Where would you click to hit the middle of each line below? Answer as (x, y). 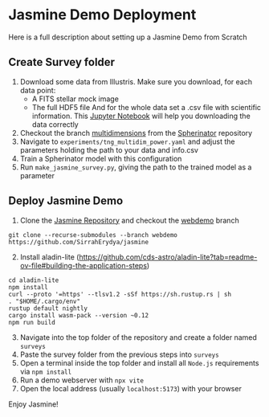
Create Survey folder (61, 62)
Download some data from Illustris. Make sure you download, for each (136, 81)
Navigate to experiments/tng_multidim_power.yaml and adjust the (127, 141)
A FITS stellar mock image (75, 99)
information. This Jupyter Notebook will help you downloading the (141, 116)
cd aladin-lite (34, 280)
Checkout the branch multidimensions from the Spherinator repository (136, 133)
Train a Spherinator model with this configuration (101, 158)
